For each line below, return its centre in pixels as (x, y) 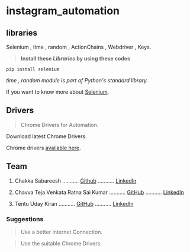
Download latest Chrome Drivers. (46, 136)
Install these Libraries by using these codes (75, 58)
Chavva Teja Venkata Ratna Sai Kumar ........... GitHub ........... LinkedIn (99, 192)
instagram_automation (63, 11)
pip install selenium (33, 69)
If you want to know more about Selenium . (58, 92)
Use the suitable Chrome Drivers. (61, 243)
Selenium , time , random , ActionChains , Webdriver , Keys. (79, 47)
